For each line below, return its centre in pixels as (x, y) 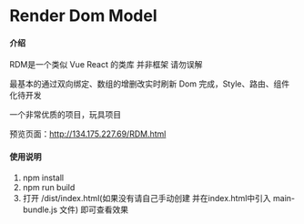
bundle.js (40, 209)
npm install (43, 178)
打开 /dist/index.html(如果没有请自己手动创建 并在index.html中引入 (147, 198)
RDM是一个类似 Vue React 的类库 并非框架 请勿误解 (106, 65)
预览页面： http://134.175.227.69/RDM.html (88, 134)
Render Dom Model (83, 16)
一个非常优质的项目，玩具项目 (65, 115)
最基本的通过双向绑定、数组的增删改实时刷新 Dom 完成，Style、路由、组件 (149, 84)
